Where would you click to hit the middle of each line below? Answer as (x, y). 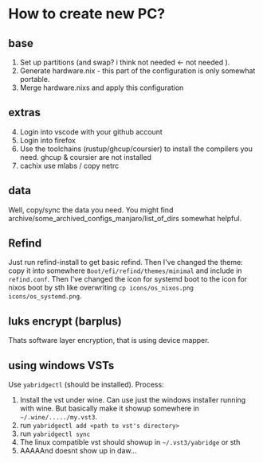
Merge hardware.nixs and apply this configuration (102, 88)
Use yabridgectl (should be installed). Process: (86, 385)
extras (25, 113)
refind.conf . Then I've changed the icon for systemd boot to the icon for (128, 279)
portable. (35, 79)
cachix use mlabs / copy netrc (69, 165)
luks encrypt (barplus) (65, 321)
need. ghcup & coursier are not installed (85, 157)
